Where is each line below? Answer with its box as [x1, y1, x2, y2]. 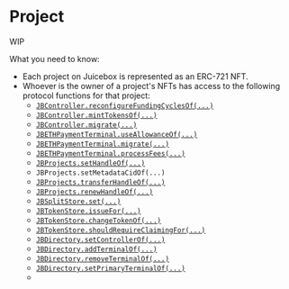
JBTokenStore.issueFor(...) [35, 206, 141, 215]
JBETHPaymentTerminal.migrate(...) [35, 140, 169, 149]
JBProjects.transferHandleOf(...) [35, 177, 166, 186]
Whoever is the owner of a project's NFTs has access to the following [22, 80, 281, 91]
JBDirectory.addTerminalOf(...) [35, 245, 158, 254]
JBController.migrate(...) [35, 120, 138, 130]
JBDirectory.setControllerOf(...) [35, 235, 166, 244]
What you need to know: [9, 53, 101, 64]
